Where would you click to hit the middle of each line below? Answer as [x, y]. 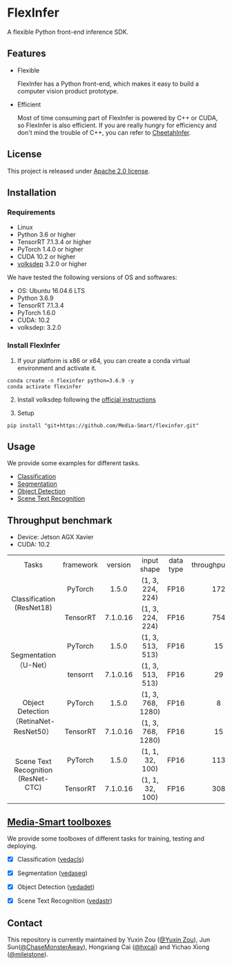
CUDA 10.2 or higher [46, 256]
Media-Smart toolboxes [59, 822]
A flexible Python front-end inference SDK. [68, 32]
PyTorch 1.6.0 [36, 313]
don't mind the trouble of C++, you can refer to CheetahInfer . [104, 132]
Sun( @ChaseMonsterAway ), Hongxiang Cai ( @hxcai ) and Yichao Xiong [108, 947]
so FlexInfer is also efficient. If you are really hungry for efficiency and [117, 125]
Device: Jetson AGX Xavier [55, 537]
